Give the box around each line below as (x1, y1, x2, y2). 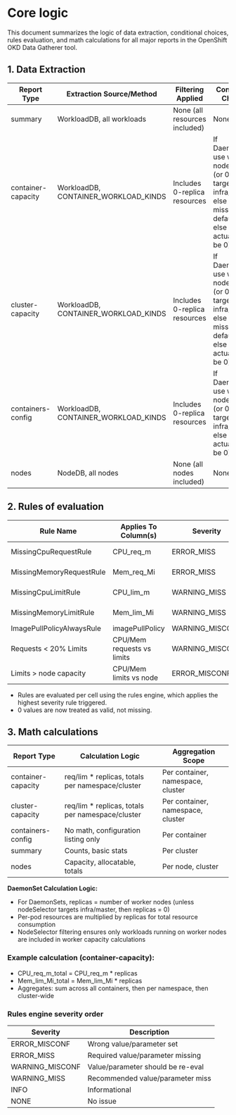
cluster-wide (17, 991, 55, 999)
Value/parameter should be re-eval (87, 1061, 204, 1071)
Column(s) (120, 530, 157, 540)
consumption (17, 921, 56, 929)
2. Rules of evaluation (7, 501, 104, 513)
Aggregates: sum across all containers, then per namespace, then (17, 984, 209, 992)
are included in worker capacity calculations (17, 935, 146, 944)
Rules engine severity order (7, 1009, 104, 1019)
